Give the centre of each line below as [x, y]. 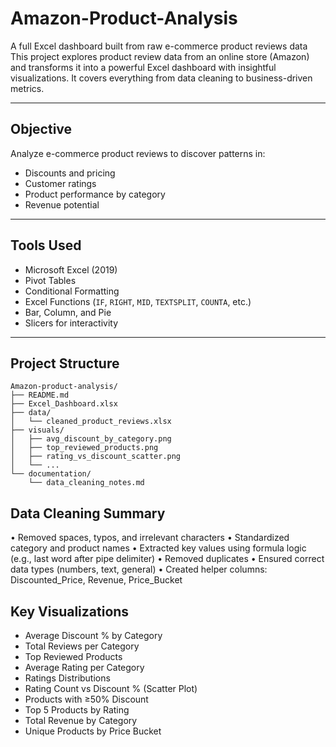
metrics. [27, 88]
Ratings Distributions [67, 678]
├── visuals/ [37, 430]
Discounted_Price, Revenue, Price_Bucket [96, 580]
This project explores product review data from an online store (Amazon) [160, 56]
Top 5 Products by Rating [77, 710]
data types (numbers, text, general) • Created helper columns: [139, 569]
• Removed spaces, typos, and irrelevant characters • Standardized [150, 538]
